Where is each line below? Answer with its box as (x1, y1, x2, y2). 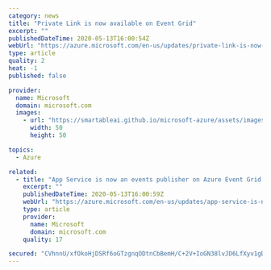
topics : (8, 146, 35, 154)
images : (15, 109, 42, 117)
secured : (8, 250, 38, 258)
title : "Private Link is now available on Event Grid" (8, 19, 197, 27)
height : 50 (29, 131, 67, 139)
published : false (8, 72, 67, 80)
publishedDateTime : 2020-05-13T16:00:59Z (23, 190, 164, 198)
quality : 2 (8, 57, 45, 65)
